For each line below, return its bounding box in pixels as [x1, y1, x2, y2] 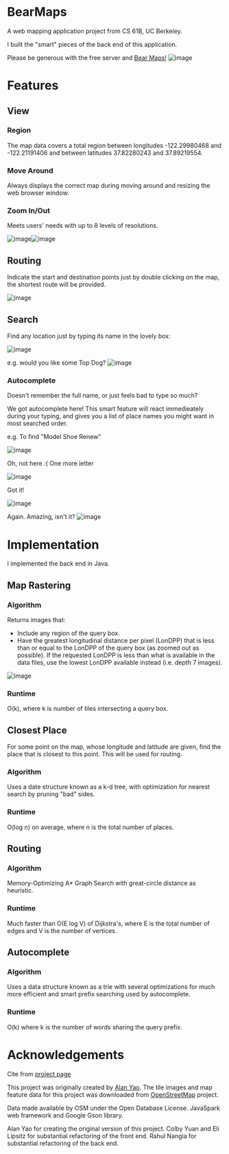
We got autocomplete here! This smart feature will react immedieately [7, 405, 204, 413]
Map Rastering [7, 579, 71, 591]
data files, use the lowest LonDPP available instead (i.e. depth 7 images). [16, 658, 223, 666]
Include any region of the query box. [16, 629, 120, 637]
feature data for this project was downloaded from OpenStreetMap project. [7, 1090, 219, 1098]
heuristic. [7, 886, 34, 895]
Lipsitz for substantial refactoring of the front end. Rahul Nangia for [7, 1131, 197, 1140]
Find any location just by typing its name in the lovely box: [7, 332, 171, 341]
